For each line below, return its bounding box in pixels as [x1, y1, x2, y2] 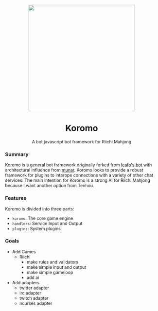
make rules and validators [26, 259, 79, 265]
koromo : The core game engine [12, 215, 73, 221]
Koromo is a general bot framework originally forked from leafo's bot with [5, 162, 152, 168]
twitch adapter [19, 295, 49, 301]
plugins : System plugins [12, 225, 61, 231]
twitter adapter [19, 285, 50, 291]
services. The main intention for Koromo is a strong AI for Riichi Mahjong [5, 177, 150, 183]
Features [5, 195, 27, 202]
